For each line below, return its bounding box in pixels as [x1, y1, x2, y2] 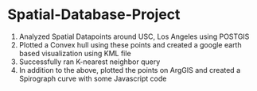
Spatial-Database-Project [7, 6, 181, 24]
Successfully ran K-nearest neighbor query [18, 57, 161, 66]
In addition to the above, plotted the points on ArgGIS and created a [18, 65, 240, 74]
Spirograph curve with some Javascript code [18, 74, 167, 83]
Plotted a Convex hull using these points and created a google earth [18, 40, 242, 49]
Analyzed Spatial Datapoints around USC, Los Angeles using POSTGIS [18, 32, 250, 41]
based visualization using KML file [18, 48, 132, 58]
